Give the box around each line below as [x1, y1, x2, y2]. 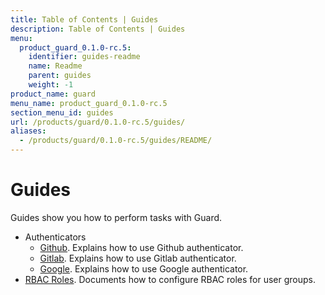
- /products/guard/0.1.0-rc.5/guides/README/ [19, 136, 213, 146]
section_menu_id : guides [10, 107, 114, 118]
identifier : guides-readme [28, 52, 141, 62]
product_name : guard [10, 89, 97, 99]
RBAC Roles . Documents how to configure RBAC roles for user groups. [24, 273, 317, 285]
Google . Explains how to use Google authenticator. [39, 262, 249, 275]
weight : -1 [28, 80, 74, 90]
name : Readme [28, 61, 83, 71]
